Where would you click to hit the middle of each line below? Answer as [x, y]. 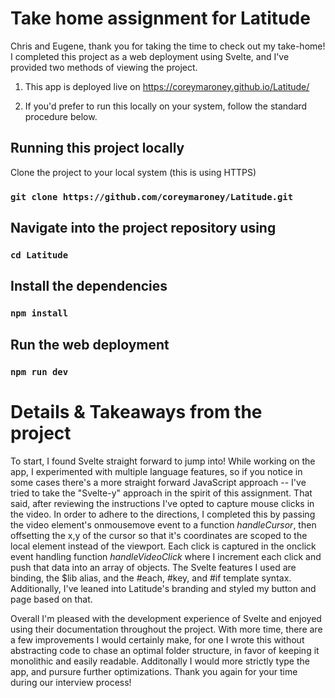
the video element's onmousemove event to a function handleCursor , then [163, 524]
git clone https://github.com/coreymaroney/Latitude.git [152, 196]
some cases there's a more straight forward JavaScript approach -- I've [158, 482]
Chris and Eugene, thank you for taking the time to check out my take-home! [168, 46]
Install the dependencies [89, 286]
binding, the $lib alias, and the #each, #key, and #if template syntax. [151, 578]
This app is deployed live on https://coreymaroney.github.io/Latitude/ [167, 86]
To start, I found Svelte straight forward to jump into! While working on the [163, 461]
